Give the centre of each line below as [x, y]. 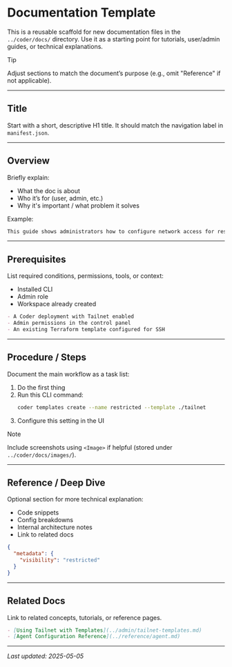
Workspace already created [57, 304]
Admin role [32, 297]
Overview [29, 161]
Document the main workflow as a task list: [68, 374]
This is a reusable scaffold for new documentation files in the [94, 32]
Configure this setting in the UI [61, 420]
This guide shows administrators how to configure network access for [111, 231]
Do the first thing [41, 387]
